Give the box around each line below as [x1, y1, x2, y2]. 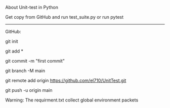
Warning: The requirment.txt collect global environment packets [5, 97, 139, 103]
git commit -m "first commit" [5, 58, 65, 64]
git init [5, 38, 19, 44]
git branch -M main [5, 68, 46, 74]
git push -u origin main [5, 87, 53, 93]
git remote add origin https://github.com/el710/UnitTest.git [5, 78, 126, 83]
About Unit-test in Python [5, 5, 58, 10]
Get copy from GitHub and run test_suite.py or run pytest [5, 14, 124, 20]
